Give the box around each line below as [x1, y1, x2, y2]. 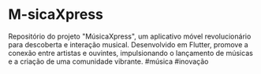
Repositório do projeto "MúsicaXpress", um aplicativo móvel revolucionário [8, 31, 252, 41]
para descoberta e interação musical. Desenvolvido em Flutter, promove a [8, 39, 248, 49]
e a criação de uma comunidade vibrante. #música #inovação [8, 57, 209, 66]
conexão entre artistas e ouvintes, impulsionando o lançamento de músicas [8, 48, 254, 57]
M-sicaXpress [8, 6, 104, 24]
